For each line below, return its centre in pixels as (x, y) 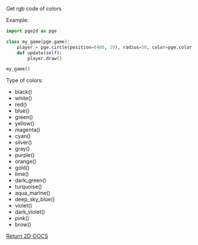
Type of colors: (25, 80)
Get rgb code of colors (34, 9)
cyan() (23, 136)
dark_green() (31, 180)
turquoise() (28, 187)
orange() (25, 161)
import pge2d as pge (32, 31)
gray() (22, 149)
